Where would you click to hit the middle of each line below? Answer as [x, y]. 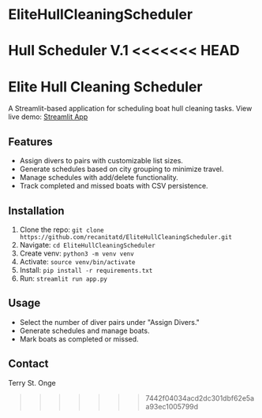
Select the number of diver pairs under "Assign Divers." [109, 322]
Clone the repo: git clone [62, 230]
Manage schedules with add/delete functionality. [99, 177]
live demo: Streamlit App [48, 117]
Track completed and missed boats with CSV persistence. [114, 186]
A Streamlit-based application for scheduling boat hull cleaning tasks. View [130, 109]
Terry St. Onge [32, 383]
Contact [28, 364]
